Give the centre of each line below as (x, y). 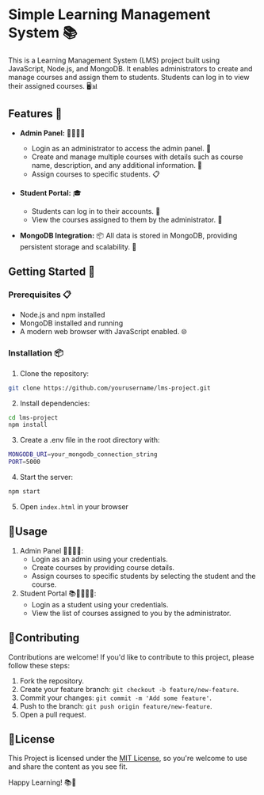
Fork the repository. (52, 681)
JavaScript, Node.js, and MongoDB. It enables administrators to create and (130, 68)
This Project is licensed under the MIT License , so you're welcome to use (128, 759)
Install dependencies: (55, 403)
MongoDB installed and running (71, 323)
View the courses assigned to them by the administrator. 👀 (127, 219)
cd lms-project (33, 417)
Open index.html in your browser (74, 506)
